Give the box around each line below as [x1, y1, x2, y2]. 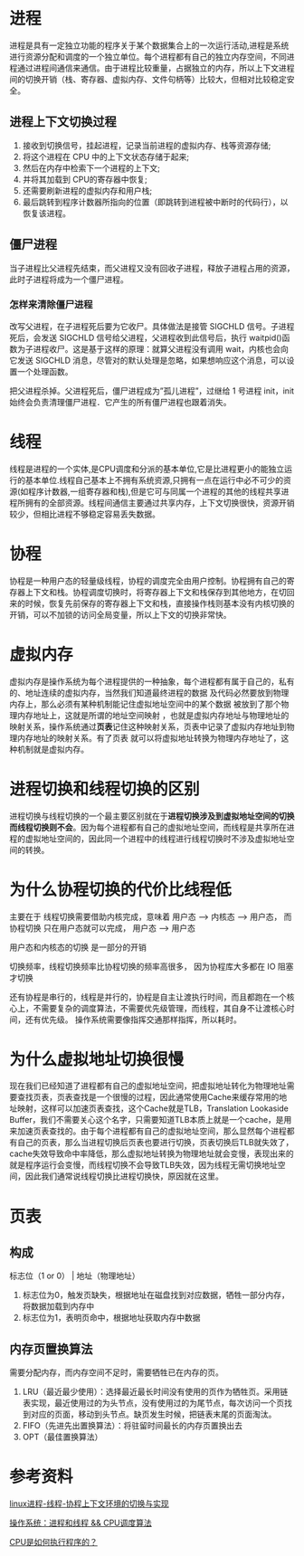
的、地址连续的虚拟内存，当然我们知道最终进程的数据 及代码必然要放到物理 [9, 687, 290, 697]
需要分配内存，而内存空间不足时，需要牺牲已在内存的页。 [9, 1367, 223, 1378]
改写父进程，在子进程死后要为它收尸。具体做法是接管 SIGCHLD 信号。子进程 [9, 320, 295, 331]
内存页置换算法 [9, 1341, 93, 1357]
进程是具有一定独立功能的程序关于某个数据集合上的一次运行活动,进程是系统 [9, 40, 290, 51]
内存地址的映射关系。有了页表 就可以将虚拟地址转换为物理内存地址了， [16, 732, 281, 743]
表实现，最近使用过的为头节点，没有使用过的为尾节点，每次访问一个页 [22, 1398, 285, 1409]
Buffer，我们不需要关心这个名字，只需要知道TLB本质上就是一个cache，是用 [9, 1115, 292, 1125]
